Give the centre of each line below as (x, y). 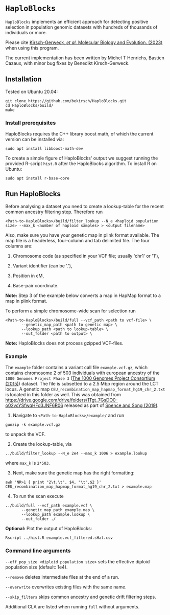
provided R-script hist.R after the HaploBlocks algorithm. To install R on (81, 164)
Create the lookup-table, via (42, 444)
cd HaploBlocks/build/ (29, 105)
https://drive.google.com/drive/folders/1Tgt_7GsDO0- (62, 400)
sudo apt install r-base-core (38, 178)
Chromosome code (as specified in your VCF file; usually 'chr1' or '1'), (86, 256)
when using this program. (32, 48)
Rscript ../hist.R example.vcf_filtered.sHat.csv (59, 538)
